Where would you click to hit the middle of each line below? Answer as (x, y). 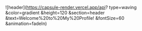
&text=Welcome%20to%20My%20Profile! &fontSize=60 (65, 18)
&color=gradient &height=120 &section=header (55, 13)
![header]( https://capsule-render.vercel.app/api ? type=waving (71, 7)
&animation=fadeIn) (26, 23)
